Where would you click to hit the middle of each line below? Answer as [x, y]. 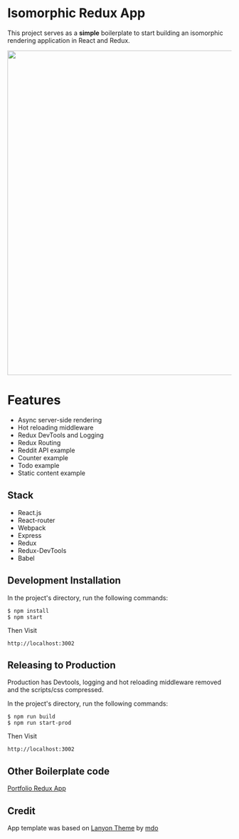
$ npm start [25, 617]
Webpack [32, 528]
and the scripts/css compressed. [55, 690]
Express [30, 535]
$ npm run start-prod [39, 723]
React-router [36, 520]
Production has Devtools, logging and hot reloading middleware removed [115, 682]
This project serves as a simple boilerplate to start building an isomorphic [116, 33]
